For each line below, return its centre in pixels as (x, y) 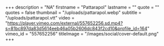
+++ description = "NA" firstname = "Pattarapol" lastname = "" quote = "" (82, 7)
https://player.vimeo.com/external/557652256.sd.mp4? (65, 23)
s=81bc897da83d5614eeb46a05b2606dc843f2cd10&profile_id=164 (76, 28)
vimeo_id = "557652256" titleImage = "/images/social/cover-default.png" (82, 34)
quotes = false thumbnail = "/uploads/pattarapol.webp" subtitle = (73, 12)
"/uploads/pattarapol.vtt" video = (40, 18)
